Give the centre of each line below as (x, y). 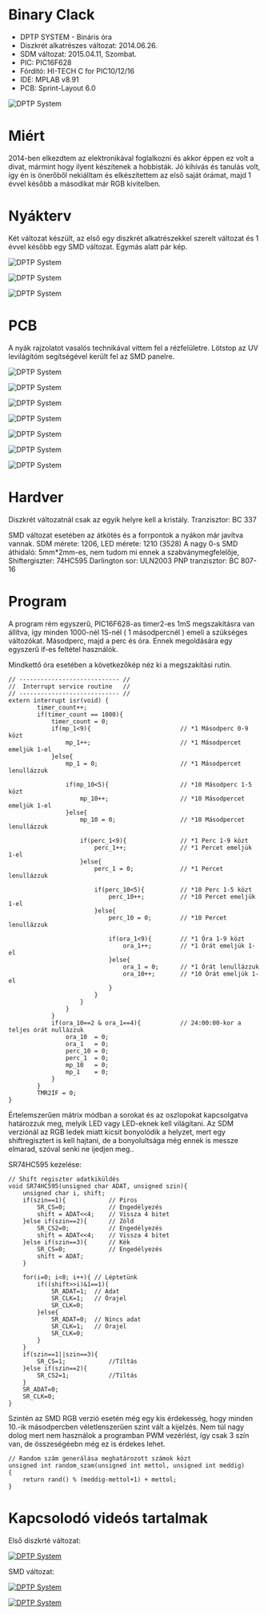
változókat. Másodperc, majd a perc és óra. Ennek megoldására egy (120, 640)
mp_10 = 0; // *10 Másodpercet (162, 820)
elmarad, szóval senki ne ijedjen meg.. (71, 1149)
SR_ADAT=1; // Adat (85, 1291)
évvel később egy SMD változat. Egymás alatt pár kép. (98, 247)
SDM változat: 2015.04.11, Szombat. (78, 54)
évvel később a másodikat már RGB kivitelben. (85, 183)
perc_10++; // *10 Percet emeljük (182, 896)
